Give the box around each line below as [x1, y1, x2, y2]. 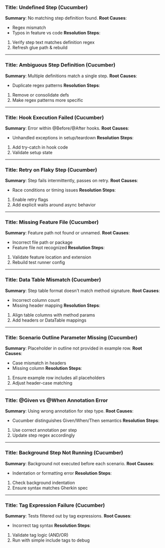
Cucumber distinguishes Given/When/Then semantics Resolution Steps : [12, 418, 160, 423]
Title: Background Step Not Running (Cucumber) [5, 450, 124, 456]
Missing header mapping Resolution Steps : [12, 302, 101, 308]
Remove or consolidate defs [12, 92, 69, 97]
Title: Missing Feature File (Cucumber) [5, 219, 99, 226]
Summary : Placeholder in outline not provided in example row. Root [5, 345, 142, 351]
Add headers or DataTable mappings [12, 317, 87, 323]
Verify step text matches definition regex [12, 39, 95, 45]
